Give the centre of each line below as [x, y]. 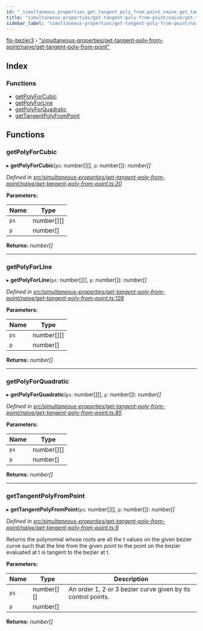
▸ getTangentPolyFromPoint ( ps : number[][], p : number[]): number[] [91, 509]
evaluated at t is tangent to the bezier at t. [58, 552]
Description [131, 579]
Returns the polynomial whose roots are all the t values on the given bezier [99, 539]
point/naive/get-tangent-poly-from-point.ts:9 [63, 527]
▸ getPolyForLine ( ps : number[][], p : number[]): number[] [76, 280]
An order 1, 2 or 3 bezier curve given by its [129, 589]
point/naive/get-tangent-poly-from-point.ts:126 [65, 299]
